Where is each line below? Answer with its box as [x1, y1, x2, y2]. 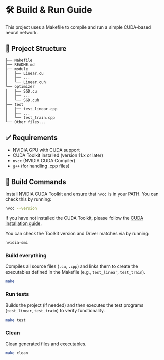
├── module [5, 66, 28, 71]
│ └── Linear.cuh [5, 79, 46, 85]
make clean [5, 350, 28, 355]
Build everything [5, 252, 47, 259]
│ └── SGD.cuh [5, 97, 39, 103]
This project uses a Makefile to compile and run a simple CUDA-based [5, 24, 151, 30]
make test [5, 317, 26, 323]
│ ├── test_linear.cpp [5, 106, 58, 111]
